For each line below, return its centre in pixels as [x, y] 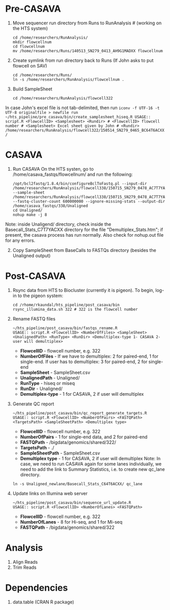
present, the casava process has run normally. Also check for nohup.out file [84, 235]
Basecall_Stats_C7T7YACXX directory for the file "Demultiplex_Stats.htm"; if [84, 230]
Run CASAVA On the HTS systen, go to [53, 169]
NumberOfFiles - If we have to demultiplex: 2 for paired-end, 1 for [89, 356]
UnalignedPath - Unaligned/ [50, 378]
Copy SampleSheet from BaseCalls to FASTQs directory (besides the [84, 250]
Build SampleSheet [32, 89]
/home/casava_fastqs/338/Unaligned [50, 206]
